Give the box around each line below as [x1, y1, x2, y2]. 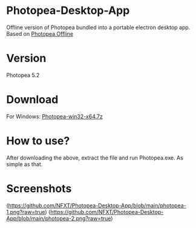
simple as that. [6, 160, 43, 167]
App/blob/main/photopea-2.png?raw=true [6, 215, 111, 222]
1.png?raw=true [6, 208, 45, 215]
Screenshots [6, 181, 72, 195]
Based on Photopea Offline [6, 30, 74, 37]
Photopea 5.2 [6, 71, 40, 79]
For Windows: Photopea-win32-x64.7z [6, 113, 103, 120]
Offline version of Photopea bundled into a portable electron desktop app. [6, 24, 191, 31]
